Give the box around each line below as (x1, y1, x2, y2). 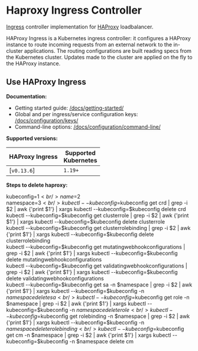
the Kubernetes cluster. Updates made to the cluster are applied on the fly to (6, 53, 193, 60)
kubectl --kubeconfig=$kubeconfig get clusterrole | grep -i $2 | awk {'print (6, 212, 189, 219)
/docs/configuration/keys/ (14, 117, 79, 124)
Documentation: (6, 92, 47, 100)
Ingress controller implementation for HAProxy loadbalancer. (6, 23, 154, 30)
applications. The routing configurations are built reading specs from (24, 47, 192, 54)
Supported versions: (6, 135, 58, 142)
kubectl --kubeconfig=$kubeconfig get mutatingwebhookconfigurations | (6, 243, 186, 250)
